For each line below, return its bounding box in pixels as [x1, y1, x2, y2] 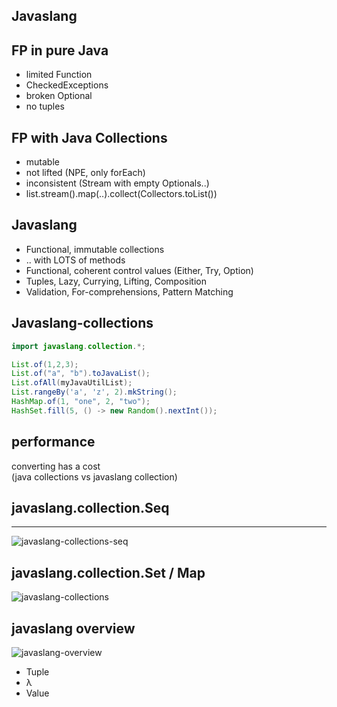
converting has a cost [11, 460, 101, 472]
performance [11, 434, 96, 451]
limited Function [25, 69, 93, 81]
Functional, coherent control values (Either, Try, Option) [25, 264, 254, 276]
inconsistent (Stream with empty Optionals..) [25, 177, 210, 189]
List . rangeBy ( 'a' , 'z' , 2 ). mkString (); [11, 387, 178, 398]
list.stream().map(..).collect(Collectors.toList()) [25, 188, 218, 200]
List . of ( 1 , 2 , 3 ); [11, 359, 79, 369]
